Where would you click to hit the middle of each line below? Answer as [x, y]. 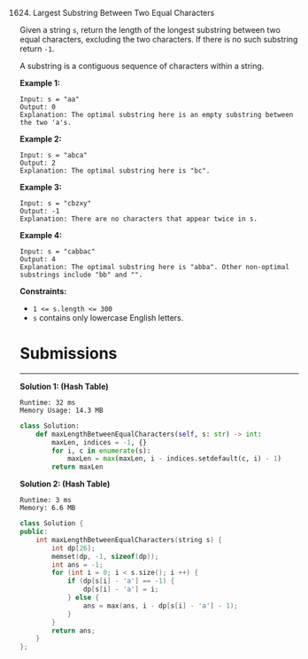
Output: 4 [38, 260]
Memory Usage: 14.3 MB [62, 410]
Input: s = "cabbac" [58, 252]
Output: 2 [38, 163]
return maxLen [77, 467]
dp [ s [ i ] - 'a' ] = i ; [121, 589]
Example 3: [41, 187]
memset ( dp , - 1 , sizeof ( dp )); [105, 556]
